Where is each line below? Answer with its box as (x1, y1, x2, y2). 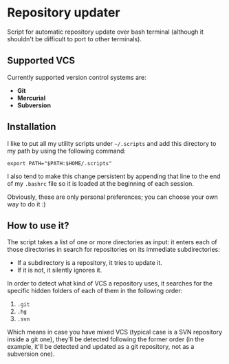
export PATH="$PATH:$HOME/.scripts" (7, 160, 112, 167)
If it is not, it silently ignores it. (17, 266, 102, 275)
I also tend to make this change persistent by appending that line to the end (7, 172, 221, 180)
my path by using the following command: (7, 147, 126, 155)
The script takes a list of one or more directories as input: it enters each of (7, 238, 218, 246)
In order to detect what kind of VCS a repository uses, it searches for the (7, 279, 213, 288)
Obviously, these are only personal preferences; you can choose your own (7, 193, 218, 201)
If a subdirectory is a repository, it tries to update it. (17, 259, 163, 267)
